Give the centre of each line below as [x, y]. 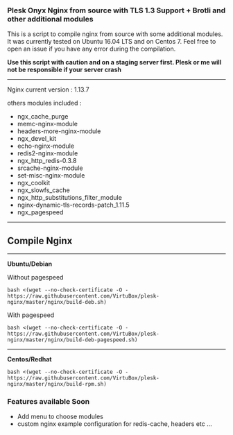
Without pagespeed [35, 278]
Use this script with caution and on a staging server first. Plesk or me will [114, 62]
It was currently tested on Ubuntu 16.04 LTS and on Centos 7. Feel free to [112, 42]
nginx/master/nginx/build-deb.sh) [57, 302]
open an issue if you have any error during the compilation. [92, 49]
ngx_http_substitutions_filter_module [70, 198]
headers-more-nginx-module [59, 131]
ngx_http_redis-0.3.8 [47, 161]
